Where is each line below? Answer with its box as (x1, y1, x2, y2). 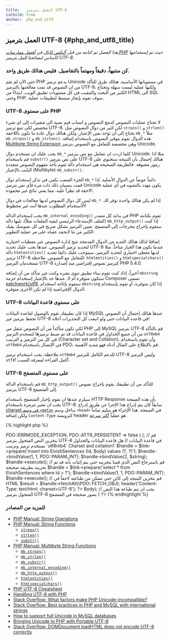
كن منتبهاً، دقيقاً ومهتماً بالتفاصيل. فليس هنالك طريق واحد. (6, 67, 130, 74)
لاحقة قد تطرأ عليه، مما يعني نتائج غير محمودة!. (6, 187, 94, 193)
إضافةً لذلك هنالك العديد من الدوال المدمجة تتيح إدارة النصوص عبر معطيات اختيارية (6, 238, 160, 244)
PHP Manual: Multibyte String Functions (13, 543, 97, 549)
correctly (13, 629, 32, 635)
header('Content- (121, 481, 158, 487)
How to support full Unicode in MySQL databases (13, 613, 117, 619)
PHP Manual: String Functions (13, 521, 75, 527)
